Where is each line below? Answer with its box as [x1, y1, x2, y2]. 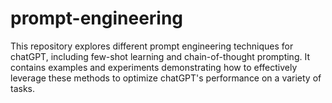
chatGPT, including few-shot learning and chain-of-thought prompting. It [10, 50, 310, 62]
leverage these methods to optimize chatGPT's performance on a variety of [10, 72, 322, 84]
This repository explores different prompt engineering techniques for [10, 40, 294, 52]
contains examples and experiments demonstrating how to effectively [10, 61, 298, 73]
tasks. [10, 82, 36, 94]
